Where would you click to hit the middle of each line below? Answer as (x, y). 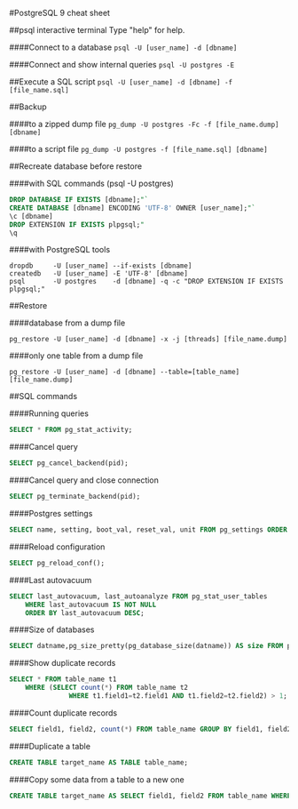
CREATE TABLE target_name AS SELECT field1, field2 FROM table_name (138, 796)
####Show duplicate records (63, 663)
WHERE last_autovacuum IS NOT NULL (91, 605)
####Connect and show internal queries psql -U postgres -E (122, 64)
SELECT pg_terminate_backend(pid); (75, 497)
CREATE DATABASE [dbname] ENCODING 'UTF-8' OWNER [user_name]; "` (132, 208)
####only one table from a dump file (76, 356)
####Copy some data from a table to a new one (97, 779)
